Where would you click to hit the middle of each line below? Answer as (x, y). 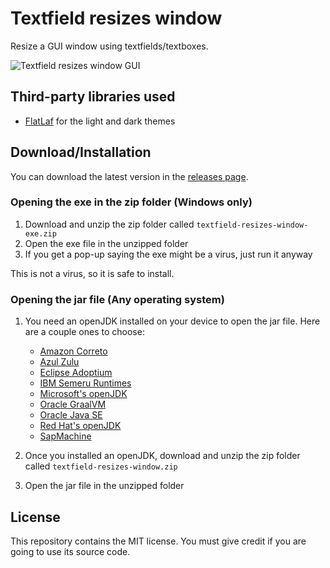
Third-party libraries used (93, 97)
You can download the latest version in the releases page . (129, 176)
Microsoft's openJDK (83, 394)
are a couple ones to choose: (84, 332)
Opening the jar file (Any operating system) (117, 299)
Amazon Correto (73, 351)
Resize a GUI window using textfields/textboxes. (109, 46)
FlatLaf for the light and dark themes (100, 121)
